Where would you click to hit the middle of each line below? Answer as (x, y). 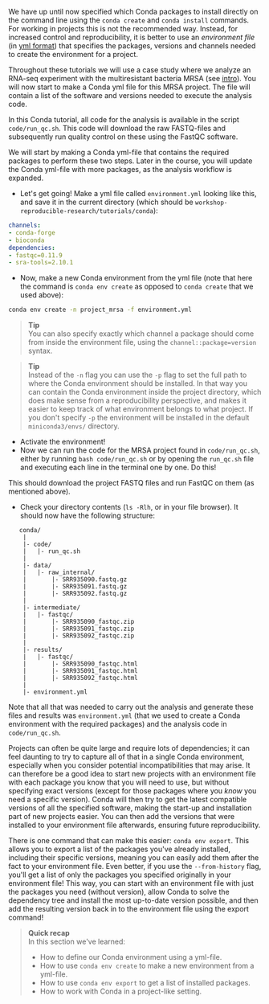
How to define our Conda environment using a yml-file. (131, 957)
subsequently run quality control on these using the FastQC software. (123, 137)
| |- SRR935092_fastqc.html (80, 678)
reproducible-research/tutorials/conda (87, 211)
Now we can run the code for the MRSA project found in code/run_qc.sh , (140, 450)
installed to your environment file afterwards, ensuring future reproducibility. (134, 825)
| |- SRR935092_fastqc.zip (79, 636)
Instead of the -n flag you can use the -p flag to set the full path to (137, 375)
